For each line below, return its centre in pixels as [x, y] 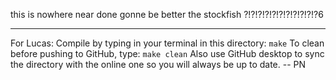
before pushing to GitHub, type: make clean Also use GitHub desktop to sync [167, 53]
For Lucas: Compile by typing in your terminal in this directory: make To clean [167, 43]
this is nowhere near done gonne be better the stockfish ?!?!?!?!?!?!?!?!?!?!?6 [167, 14]
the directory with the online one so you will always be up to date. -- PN [158, 64]
